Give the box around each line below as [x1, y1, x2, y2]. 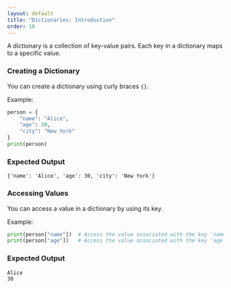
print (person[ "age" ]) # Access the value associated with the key [7, 237, 208, 245]
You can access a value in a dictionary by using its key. [7, 204, 164, 212]
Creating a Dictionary [7, 66, 80, 76]
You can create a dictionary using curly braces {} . [7, 82, 149, 90]
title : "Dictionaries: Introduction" [7, 17, 115, 23]
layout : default [7, 10, 54, 17]
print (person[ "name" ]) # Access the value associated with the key [7, 231, 208, 238]
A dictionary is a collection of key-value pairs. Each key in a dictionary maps [7, 42, 223, 50]
